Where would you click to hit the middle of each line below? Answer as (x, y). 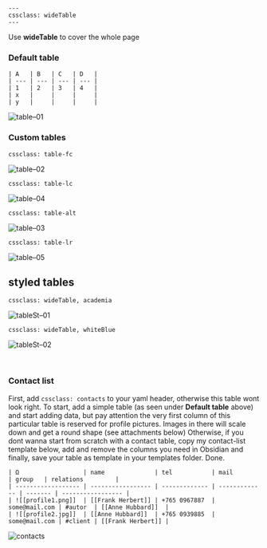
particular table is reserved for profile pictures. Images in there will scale (127, 424)
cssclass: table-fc (41, 154)
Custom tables (37, 138)
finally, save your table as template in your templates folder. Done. (117, 457)
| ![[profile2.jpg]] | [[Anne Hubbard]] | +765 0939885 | (112, 514)
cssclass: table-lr (41, 242)
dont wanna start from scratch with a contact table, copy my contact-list (127, 440)
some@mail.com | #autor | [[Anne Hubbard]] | (89, 507)
